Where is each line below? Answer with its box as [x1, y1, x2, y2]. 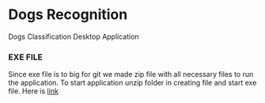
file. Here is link [8, 86, 59, 96]
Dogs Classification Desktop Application [8, 32, 140, 41]
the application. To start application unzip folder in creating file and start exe [8, 78, 257, 88]
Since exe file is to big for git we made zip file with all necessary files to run [8, 70, 254, 79]
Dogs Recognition [8, 6, 128, 24]
